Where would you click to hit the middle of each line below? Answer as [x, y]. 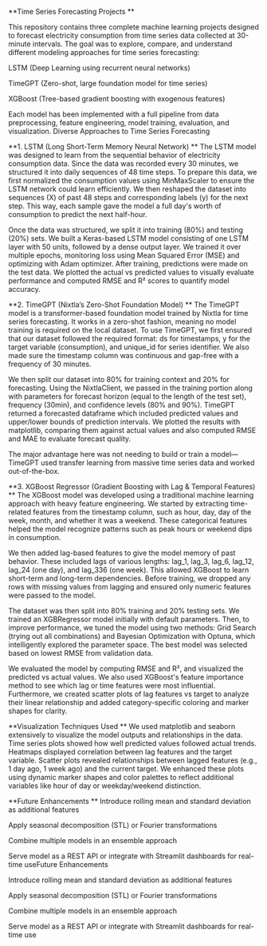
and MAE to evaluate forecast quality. [70, 439]
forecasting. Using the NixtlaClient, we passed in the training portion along [131, 388]
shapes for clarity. [38, 711]
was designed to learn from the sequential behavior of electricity [114, 155]
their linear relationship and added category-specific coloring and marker [129, 702]
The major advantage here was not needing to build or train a [109, 454]
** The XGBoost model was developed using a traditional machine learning [131, 495]
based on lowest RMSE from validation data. [81, 653]
